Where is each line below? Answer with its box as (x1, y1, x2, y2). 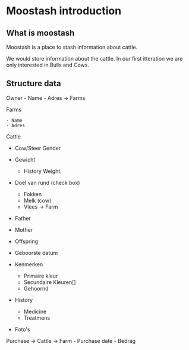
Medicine (23, 308, 47, 315)
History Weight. (23, 168, 62, 175)
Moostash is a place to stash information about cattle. (6, 43, 138, 51)
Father (14, 215, 31, 222)
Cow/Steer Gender (14, 144, 61, 152)
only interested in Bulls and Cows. (6, 61, 89, 68)
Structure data (6, 78, 61, 89)
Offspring (14, 238, 39, 245)
